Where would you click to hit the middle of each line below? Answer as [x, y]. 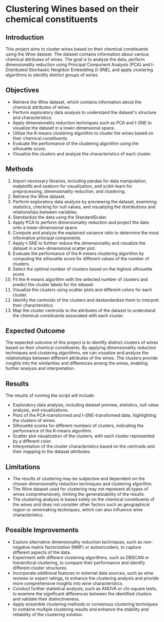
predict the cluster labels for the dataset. [53, 284]
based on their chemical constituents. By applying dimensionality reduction [81, 348]
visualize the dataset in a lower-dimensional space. [64, 128]
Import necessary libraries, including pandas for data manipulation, [80, 181]
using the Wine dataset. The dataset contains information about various [77, 54]
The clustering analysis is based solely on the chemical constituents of [83, 499]
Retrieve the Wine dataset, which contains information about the [77, 102]
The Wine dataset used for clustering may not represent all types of [80, 489]
